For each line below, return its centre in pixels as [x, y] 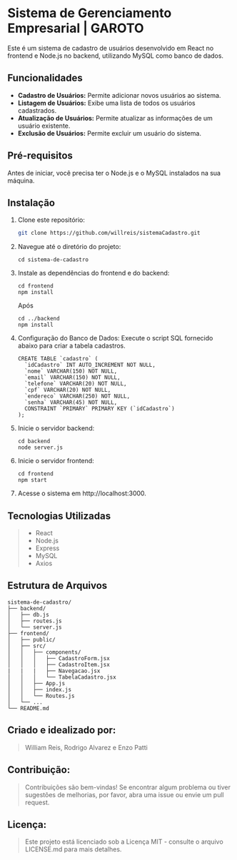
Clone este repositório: [51, 220]
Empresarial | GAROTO [76, 28]
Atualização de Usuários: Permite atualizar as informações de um [115, 118]
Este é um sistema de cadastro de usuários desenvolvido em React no [111, 48]
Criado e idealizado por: [62, 730]
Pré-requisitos [40, 156]
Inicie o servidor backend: [56, 428]
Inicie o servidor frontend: [56, 461]
